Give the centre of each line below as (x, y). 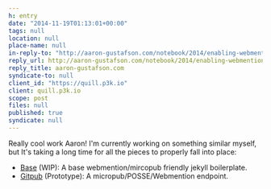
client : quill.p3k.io (45, 90)
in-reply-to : (30, 53)
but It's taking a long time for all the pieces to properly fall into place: (123, 152)
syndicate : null (35, 121)
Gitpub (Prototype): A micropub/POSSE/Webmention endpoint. (124, 176)
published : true (35, 113)
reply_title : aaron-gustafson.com (67, 68)
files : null (28, 105)
